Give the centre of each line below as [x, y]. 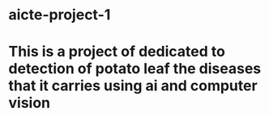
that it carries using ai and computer [133, 86]
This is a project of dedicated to [117, 52]
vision [30, 103]
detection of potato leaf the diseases [135, 69]
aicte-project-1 [60, 15]
